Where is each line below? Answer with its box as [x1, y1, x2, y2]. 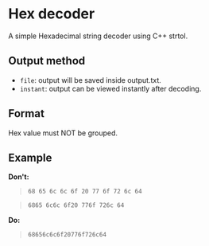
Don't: [8, 172, 29, 182]
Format [8, 107, 45, 120]
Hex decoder [8, 5, 95, 23]
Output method [8, 54, 86, 68]
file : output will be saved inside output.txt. [19, 75, 161, 84]
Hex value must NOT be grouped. [8, 128, 118, 138]
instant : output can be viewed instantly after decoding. [19, 84, 202, 93]
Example [8, 150, 52, 164]
